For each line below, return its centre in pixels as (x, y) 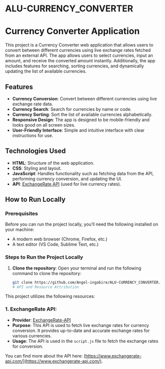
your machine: (20, 230)
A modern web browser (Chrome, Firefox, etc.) (60, 239)
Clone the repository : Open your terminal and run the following (77, 268)
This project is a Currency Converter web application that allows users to (79, 45)
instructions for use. (33, 135)
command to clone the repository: (47, 273)
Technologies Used (35, 151)
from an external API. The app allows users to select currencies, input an (79, 55)
